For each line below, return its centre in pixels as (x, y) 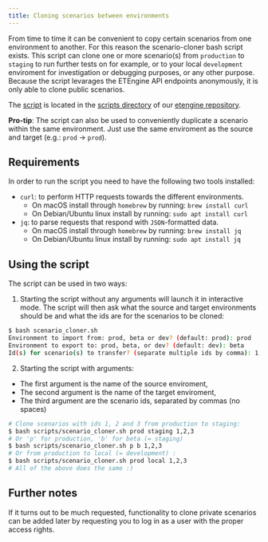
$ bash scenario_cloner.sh (53, 331)
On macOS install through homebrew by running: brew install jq (136, 231)
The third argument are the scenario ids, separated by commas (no (130, 401)
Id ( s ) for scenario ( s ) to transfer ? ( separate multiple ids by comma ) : (130, 353)
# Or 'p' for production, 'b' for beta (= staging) (96, 439)
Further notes (43, 493)
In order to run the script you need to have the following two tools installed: (132, 181)
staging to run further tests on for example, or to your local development (126, 64)
